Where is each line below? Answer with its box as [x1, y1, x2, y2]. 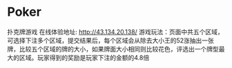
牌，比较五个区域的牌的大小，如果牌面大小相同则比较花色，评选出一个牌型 [7, 45, 219, 53]
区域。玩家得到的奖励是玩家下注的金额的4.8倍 [19, 53, 150, 62]
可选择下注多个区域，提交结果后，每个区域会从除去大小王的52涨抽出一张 [7, 36, 214, 45]
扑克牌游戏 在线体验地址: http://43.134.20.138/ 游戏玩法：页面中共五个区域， [7, 27, 224, 36]
